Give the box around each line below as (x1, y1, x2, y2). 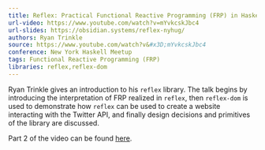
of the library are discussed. (8, 118, 100, 127)
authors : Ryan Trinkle (8, 33, 83, 42)
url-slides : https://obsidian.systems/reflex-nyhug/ (8, 26, 185, 34)
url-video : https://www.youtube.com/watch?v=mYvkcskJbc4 (8, 19, 200, 27)
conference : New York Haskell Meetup (8, 48, 132, 56)
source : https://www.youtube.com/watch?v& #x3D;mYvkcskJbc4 (8, 41, 207, 49)
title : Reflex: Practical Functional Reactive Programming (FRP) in (8, 11, 238, 20)
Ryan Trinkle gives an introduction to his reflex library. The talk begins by (8, 84, 248, 94)
